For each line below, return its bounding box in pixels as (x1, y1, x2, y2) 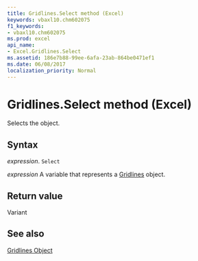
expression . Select (7, 157, 60, 165)
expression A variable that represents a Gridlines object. (7, 170, 166, 178)
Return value (7, 190, 63, 202)
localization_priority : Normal (7, 67, 97, 74)
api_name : (7, 42, 36, 49)
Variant (7, 208, 27, 217)
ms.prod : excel (7, 36, 51, 42)
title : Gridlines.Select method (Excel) (7, 10, 125, 17)
